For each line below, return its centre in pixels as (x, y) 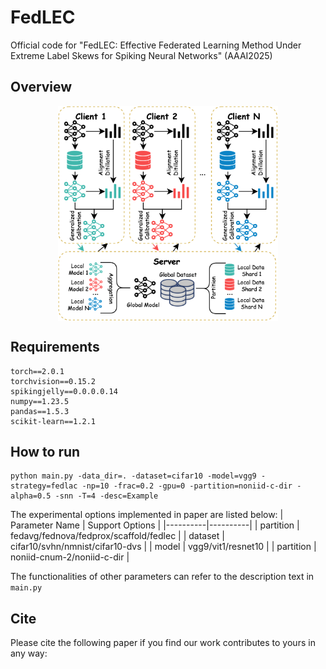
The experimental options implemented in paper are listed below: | (147, 515)
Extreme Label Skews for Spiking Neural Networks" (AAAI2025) (141, 55)
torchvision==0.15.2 (53, 381)
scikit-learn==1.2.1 (53, 421)
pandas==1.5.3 (40, 411)
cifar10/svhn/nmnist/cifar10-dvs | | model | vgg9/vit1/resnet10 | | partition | (163, 547)
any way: (29, 653)
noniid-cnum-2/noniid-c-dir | (70, 557)
